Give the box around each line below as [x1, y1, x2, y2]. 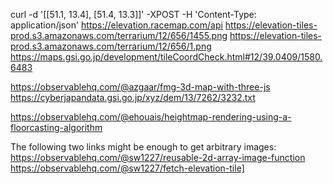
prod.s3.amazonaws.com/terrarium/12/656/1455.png [10, 30, 228, 41]
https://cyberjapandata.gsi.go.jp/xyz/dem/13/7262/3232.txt [10, 92, 256, 103]
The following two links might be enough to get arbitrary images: [10, 141, 277, 153]
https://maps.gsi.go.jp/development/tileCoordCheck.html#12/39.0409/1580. [10, 51, 323, 63]
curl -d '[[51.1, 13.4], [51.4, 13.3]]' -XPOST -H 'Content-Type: [10, 9, 257, 20]
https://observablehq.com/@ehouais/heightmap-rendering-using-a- [10, 111, 292, 123]
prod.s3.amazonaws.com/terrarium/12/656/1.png [10, 40, 212, 52]
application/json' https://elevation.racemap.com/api [10, 19, 223, 31]
